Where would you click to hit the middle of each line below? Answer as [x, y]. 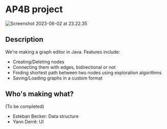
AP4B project [34, 9]
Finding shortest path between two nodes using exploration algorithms [87, 72]
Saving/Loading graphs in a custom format [58, 78]
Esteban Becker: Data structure [46, 116]
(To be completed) [25, 106]
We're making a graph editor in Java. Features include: [63, 51]
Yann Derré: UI [28, 121]
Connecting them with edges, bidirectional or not [64, 67]
